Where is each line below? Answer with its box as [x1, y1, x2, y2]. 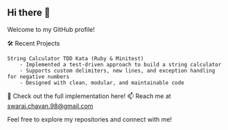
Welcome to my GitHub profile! [7, 25, 95, 33]
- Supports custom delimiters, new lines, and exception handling [19, 67, 216, 74]
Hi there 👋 [7, 7, 51, 19]
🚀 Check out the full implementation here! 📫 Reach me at [7, 91, 171, 100]
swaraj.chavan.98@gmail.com [7, 102, 94, 110]
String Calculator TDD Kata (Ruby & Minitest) [7, 55, 144, 62]
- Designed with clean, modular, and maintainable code [19, 79, 185, 86]
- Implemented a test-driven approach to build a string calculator [19, 61, 222, 68]
